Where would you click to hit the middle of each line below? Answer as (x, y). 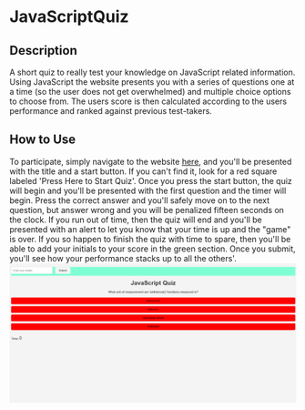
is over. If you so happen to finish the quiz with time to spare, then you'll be (150, 239)
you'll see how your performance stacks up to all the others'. (123, 258)
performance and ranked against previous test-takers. (111, 111)
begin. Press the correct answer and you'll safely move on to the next (140, 200)
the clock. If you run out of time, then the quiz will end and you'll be (136, 220)
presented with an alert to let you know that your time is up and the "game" (150, 229)
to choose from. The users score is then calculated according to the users (148, 101)
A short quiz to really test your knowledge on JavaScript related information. (152, 72)
